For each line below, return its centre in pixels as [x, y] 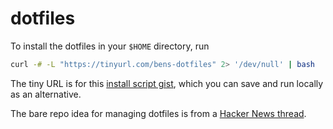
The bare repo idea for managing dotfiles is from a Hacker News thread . [158, 113]
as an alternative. [46, 94]
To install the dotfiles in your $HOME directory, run [110, 46]
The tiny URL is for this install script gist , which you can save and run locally [167, 83]
